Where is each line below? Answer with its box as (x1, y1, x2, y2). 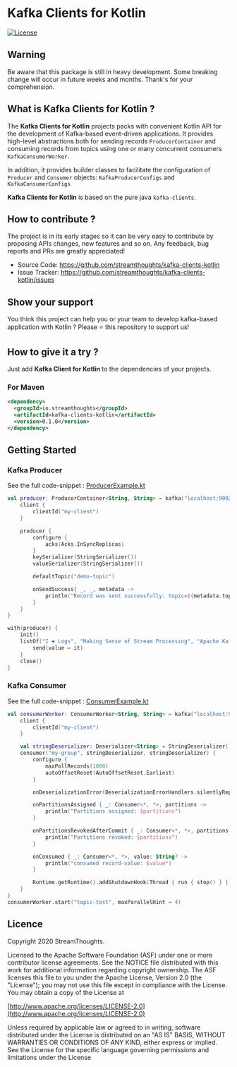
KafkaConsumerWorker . (7, 152, 70, 160)
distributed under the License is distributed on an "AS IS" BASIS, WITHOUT (7, 1030, 226, 1039)
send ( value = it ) (32, 644, 83, 651)
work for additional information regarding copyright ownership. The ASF (7, 965, 217, 974)
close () (20, 657, 42, 664)
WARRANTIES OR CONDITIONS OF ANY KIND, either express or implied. (7, 1038, 217, 1047)
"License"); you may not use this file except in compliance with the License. (7, 980, 228, 989)
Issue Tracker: (17, 268, 59, 277)
